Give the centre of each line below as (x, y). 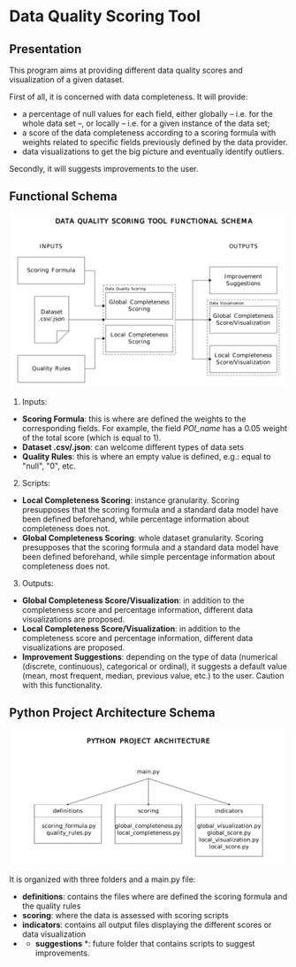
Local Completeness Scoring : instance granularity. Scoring (131, 500)
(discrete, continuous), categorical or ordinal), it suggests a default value (154, 666)
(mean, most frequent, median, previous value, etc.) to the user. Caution (153, 676)
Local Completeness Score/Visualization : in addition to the (131, 628)
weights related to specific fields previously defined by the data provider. (155, 142)
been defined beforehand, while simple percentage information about (148, 556)
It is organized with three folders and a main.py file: (102, 879)
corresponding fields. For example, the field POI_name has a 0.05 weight (155, 428)
